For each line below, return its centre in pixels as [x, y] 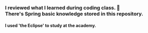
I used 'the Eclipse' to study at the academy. [50, 25]
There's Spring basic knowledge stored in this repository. [74, 14]
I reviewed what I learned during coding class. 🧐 [63, 8]
